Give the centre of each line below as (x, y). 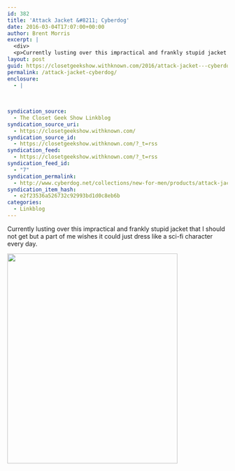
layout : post (26, 59)
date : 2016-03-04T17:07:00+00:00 (56, 27)
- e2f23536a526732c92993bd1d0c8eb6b (67, 196)
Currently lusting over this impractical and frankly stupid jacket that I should (116, 229)
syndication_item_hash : (42, 190)
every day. (22, 244)
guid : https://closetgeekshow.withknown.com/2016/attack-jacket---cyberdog (120, 66)
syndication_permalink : (42, 176)
